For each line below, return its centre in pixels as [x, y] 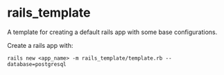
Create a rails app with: [40, 45]
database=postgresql [37, 64]
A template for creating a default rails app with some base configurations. [112, 32]
